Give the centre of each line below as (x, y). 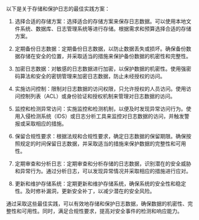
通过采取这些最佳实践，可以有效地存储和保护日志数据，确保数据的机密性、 (97, 204)
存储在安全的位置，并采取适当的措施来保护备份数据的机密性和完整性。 (105, 56)
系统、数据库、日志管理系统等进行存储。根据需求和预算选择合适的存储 (105, 29)
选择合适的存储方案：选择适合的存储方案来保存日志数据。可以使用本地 (100, 21)
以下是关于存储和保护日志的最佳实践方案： (58, 9)
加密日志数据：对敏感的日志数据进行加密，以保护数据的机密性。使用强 (100, 69)
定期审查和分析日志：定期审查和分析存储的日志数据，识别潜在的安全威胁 (103, 164)
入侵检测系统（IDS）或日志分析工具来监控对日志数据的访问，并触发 (102, 116)
